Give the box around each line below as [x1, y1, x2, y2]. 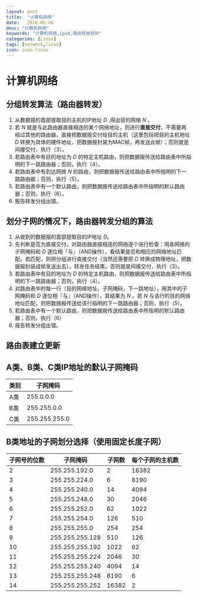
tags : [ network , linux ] [6, 42, 62, 48]
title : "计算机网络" [6, 14, 55, 20]
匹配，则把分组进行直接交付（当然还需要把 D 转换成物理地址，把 [30, 255, 186, 263]
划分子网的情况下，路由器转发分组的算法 [6, 217, 153, 227]
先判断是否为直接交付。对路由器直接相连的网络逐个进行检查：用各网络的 [14, 240, 190, 248]
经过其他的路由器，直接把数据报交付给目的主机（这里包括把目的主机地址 [14, 131, 190, 138]
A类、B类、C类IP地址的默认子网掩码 [6, 362, 138, 372]
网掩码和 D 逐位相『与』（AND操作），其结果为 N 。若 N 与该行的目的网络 [14, 292, 191, 299]
